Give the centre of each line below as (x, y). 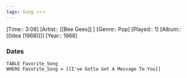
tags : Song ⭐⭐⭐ (26, 12)
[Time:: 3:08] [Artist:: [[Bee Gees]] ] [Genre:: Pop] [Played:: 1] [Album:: (94, 29)
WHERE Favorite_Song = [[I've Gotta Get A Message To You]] (84, 69)
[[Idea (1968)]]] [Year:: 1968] (42, 35)
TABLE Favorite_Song (32, 63)
